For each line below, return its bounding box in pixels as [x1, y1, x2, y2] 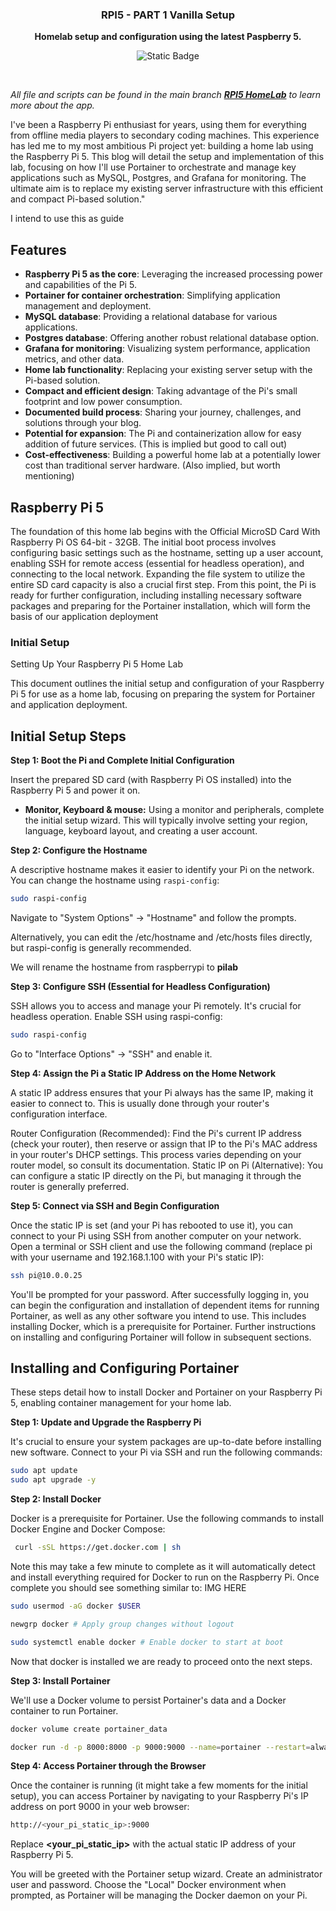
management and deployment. [24, 300, 152, 312]
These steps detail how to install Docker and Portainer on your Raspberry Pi [10, 1386, 323, 1398]
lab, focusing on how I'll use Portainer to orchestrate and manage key [10, 161, 297, 173]
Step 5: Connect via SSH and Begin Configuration [10, 1199, 220, 1212]
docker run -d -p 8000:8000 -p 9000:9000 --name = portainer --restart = [10, 1742, 311, 1752]
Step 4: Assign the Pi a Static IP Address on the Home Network [10, 1067, 277, 1079]
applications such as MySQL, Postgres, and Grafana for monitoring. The [10, 172, 307, 184]
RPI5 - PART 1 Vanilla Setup [101, 8, 235, 22]
